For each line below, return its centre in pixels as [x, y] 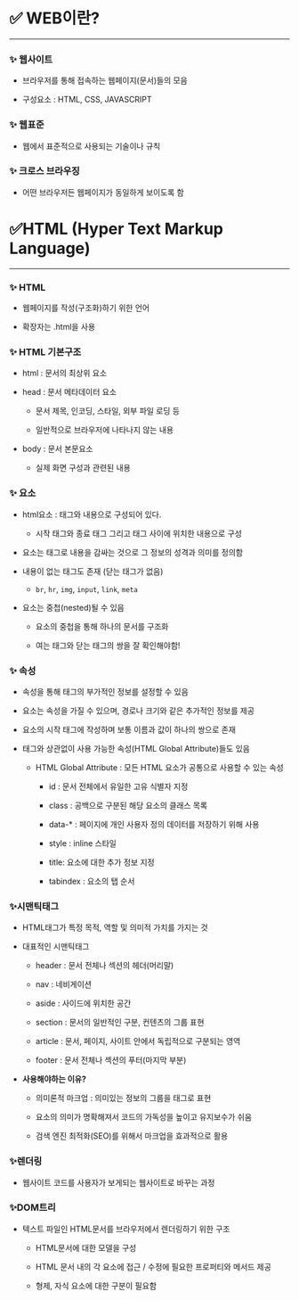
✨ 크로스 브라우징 [44, 171]
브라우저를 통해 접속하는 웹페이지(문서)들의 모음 [105, 80]
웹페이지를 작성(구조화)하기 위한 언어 [85, 308]
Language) [50, 248]
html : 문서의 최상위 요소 [65, 373]
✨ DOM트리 [32, 1207]
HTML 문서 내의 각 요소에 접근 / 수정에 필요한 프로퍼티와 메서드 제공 [153, 1266]
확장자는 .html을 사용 [59, 327]
